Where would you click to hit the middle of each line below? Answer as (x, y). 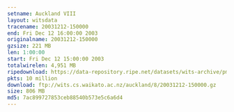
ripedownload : (28, 72)
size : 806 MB (26, 91)
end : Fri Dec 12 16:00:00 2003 (53, 33)
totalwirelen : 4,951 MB (42, 65)
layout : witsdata (32, 20)
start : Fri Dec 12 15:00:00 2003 (56, 59)
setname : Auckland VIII (42, 14)
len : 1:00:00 (26, 53)
